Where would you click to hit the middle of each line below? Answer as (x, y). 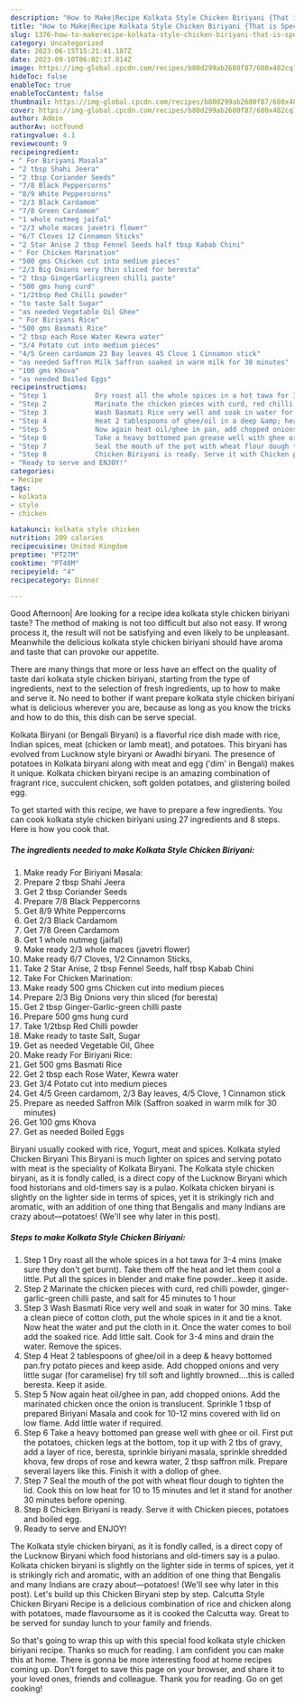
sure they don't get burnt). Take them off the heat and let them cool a (152, 1269)
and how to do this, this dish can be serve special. (103, 717)
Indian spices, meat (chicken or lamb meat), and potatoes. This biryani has (149, 744)
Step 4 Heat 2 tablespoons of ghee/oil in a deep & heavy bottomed (147, 1356)
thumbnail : (31, 102)
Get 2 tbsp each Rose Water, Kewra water (101, 1074)
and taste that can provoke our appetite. (85, 652)
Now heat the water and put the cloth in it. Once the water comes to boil (157, 1327)
